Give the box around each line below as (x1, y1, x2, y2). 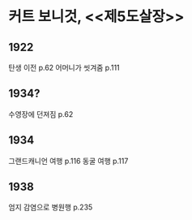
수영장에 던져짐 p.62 (8, 109, 74, 119)
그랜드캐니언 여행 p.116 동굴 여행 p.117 (8, 156, 129, 166)
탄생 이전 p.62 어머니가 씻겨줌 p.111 (8, 63, 120, 72)
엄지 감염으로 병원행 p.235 (8, 202, 93, 212)
